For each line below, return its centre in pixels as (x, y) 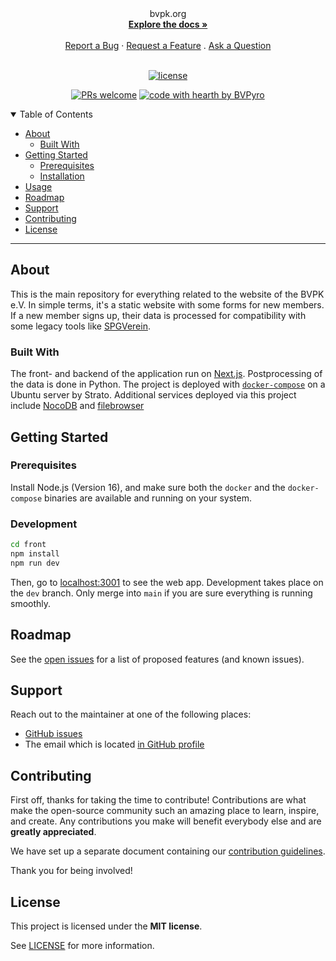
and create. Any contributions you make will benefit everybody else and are (166, 821)
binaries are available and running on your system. (148, 498)
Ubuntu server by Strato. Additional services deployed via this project (153, 395)
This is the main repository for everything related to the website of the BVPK (167, 294)
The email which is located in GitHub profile (114, 744)
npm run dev (35, 563)
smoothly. (31, 603)
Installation (62, 176)
